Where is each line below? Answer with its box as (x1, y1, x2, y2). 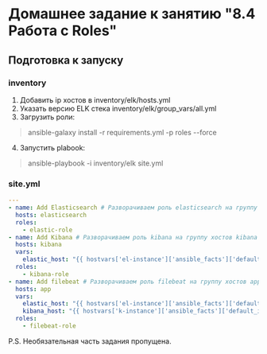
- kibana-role (22, 270, 69, 278)
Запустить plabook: (19, 142, 86, 152)
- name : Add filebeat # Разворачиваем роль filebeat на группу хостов (8, 278, 247, 286)
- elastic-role (22, 226, 73, 234)
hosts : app (15, 285, 52, 293)
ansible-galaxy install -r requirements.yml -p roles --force (27, 127, 217, 137)
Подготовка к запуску (8, 53, 124, 67)
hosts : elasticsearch (15, 211, 87, 219)
